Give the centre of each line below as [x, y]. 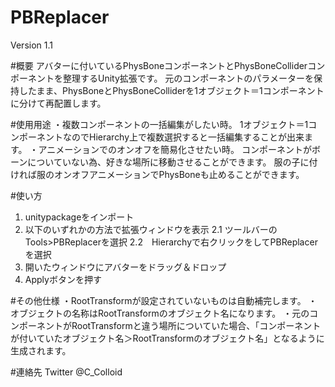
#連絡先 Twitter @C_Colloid [66, 372]
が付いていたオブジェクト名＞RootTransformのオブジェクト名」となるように [167, 338]
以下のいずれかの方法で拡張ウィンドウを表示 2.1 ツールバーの [151, 229]
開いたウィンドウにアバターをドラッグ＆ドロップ [125, 267]
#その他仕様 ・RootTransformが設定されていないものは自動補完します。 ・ [164, 300]
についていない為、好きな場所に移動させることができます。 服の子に [168, 162]
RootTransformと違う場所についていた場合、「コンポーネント [196, 325]
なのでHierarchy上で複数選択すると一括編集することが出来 [183, 137]
